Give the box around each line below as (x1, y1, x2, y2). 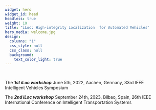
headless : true (5, 16, 36, 21)
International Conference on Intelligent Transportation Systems (5, 99, 132, 105)
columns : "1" (9, 39, 36, 44)
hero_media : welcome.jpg (5, 30, 56, 35)
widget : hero (5, 7, 32, 12)
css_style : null (9, 43, 43, 48)
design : (5, 35, 21, 39)
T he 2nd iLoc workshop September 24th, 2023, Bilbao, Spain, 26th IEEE (5, 94, 152, 100)
